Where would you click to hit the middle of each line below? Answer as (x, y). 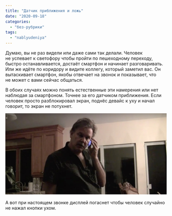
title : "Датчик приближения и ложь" (44, 11)
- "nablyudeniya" (28, 38)
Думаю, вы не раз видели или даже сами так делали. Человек (74, 53)
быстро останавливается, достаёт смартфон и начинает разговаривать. (84, 64)
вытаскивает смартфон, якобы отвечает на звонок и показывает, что (81, 75)
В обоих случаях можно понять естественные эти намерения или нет (82, 90)
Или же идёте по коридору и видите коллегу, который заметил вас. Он (83, 69)
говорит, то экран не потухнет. (39, 106)
